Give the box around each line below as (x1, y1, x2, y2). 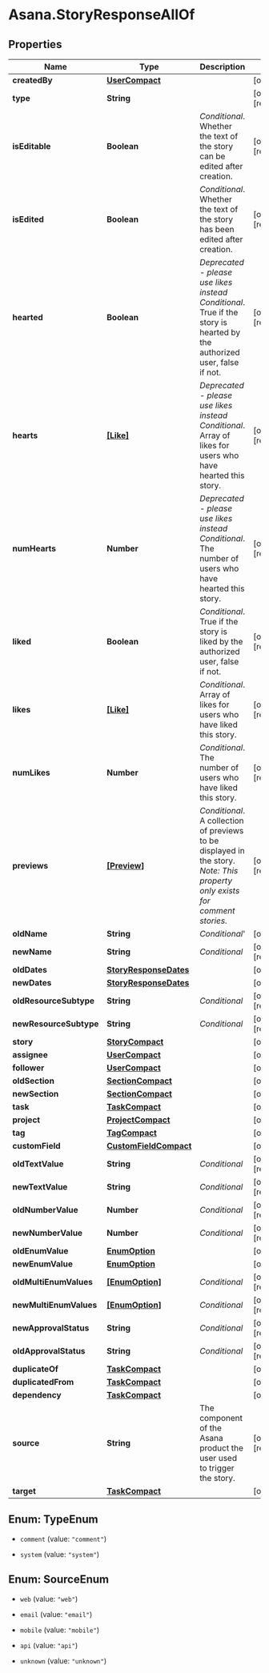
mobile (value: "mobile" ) (19, 1625, 100, 1635)
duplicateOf (12, 1363, 58, 1374)
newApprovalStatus (12, 1322, 90, 1334)
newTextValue (12, 1182, 68, 1192)
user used (199, 1453, 238, 1463)
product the (199, 1442, 244, 1454)
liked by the (199, 636, 243, 647)
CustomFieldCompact (106, 1141, 192, 1151)
